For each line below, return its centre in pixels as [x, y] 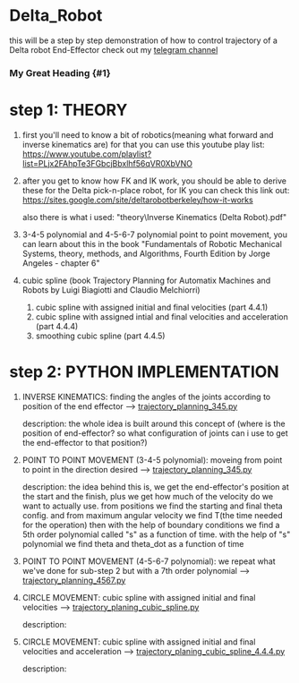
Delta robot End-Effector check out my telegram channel [114, 49]
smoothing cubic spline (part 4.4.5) [100, 336]
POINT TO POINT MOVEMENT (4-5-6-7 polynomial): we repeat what [149, 561]
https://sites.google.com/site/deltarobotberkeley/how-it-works [137, 200]
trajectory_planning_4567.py [74, 580]
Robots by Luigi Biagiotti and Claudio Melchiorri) [111, 290]
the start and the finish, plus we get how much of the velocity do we [148, 496]
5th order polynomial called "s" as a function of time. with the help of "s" [156, 534]
